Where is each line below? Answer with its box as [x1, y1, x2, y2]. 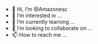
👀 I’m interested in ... [11, 12, 62, 19]
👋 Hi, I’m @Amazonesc [11, 6, 68, 12]
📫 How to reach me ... [11, 32, 67, 38]
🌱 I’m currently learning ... [11, 18, 75, 25]
